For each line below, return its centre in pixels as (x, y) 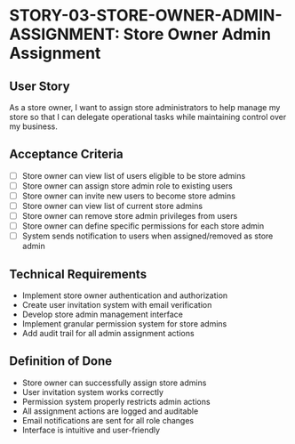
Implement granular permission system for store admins (124, 324)
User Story (40, 86)
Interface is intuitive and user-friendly (91, 430)
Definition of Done (61, 361)
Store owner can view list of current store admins (112, 206)
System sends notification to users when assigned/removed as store (147, 236)
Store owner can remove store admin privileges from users (130, 216)
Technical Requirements (78, 274)
